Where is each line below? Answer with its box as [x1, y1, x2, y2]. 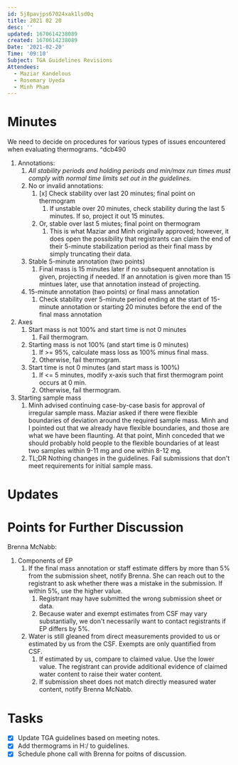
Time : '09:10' [7, 51, 50, 58]
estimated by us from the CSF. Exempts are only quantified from [28, 640, 217, 648]
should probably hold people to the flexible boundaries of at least [28, 439, 220, 447]
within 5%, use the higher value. [28, 587, 123, 595]
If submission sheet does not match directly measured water [38, 677, 217, 686]
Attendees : [7, 63, 40, 71]
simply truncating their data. [49, 250, 132, 259]
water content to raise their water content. [38, 670, 163, 679]
